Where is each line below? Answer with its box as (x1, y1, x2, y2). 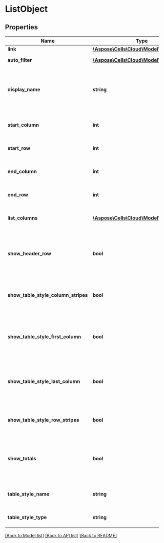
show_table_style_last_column (7, 378, 81, 385)
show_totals (7, 455, 37, 462)
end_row (7, 191, 28, 198)
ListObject (5, 3, 48, 15)
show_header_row (7, 250, 51, 257)
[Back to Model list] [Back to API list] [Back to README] (5, 533, 117, 538)
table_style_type (7, 514, 47, 520)
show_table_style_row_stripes (7, 417, 80, 423)
